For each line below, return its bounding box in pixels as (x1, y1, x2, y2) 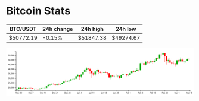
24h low (115, 26, 136, 33)
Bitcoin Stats (6, 4, 71, 18)
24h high (80, 26, 104, 33)
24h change (42, 26, 73, 33)
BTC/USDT (10, 26, 37, 33)
